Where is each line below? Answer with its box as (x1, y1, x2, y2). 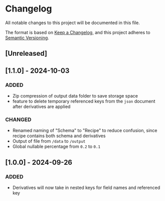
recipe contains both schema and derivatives (12, 133, 106, 139)
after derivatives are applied (12, 104, 71, 110)
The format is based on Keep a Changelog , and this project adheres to (5, 29, 150, 35)
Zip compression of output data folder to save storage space (12, 93, 138, 99)
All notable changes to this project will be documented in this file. (5, 20, 140, 26)
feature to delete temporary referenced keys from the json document (12, 98, 155, 105)
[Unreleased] (5, 49, 48, 58)
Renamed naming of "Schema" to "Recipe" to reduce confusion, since (12, 128, 157, 134)
